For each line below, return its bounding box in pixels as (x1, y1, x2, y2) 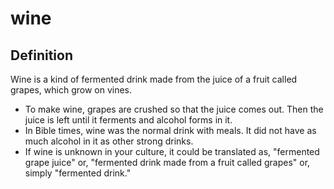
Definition (10, 47, 73, 64)
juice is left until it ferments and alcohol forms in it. (24, 114, 233, 126)
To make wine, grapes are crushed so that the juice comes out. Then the (24, 103, 324, 115)
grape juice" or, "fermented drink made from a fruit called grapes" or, (24, 157, 311, 168)
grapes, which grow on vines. (10, 84, 133, 96)
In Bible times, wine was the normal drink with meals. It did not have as (24, 125, 317, 136)
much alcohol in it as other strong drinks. (24, 135, 194, 147)
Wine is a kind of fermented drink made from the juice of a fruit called (10, 73, 298, 85)
